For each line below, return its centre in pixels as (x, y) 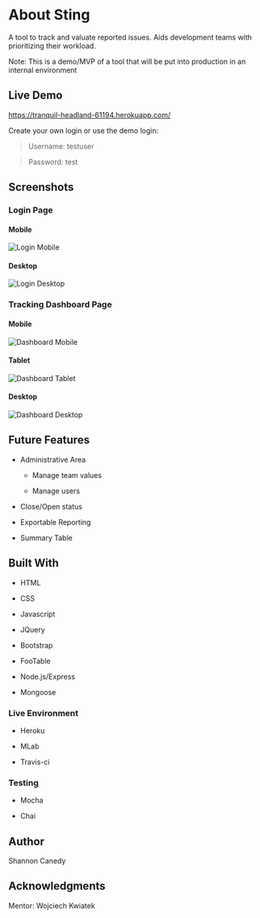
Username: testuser (61, 146)
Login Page (31, 210)
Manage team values (67, 475)
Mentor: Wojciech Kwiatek (52, 905)
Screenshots (41, 187)
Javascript (38, 614)
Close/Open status (51, 506)
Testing (23, 782)
